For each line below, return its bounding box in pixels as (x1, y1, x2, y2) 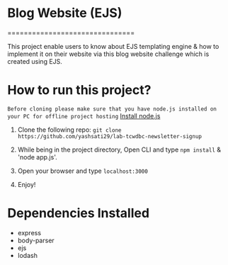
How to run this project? (7, 82, 152, 98)
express (17, 228, 41, 237)
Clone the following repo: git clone (17, 125, 122, 134)
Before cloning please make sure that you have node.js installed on (7, 105, 217, 113)
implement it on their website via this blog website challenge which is (7, 50, 210, 58)
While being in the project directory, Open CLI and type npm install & (17, 145, 222, 154)
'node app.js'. (17, 152, 58, 161)
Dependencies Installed (7, 205, 150, 221)
